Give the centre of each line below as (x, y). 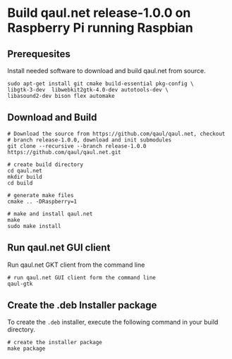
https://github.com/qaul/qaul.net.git (64, 152)
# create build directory (45, 164)
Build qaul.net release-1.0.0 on (99, 13)
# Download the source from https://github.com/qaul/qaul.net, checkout (116, 134)
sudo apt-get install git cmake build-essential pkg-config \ (100, 84)
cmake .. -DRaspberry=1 (42, 201)
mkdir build (25, 177)
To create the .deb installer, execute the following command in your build (113, 322)
